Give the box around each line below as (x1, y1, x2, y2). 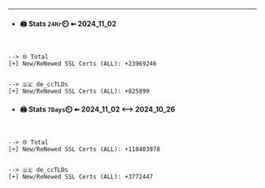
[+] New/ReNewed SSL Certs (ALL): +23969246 (8, 60, 157, 68)
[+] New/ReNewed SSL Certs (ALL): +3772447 (8, 173, 154, 181)
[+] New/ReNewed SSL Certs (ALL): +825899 (8, 87, 150, 95)
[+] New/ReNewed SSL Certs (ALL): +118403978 (8, 146, 160, 153)
